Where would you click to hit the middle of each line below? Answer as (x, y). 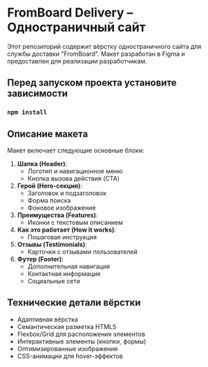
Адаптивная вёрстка (47, 319)
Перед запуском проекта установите (92, 83)
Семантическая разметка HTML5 (67, 326)
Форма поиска (49, 201)
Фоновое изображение (62, 208)
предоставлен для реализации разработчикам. (77, 61)
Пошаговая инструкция (62, 237)
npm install (27, 112)
